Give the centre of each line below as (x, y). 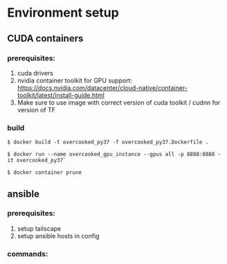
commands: (28, 254)
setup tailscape (39, 228)
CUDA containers (45, 38)
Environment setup (63, 13)
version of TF (36, 109)
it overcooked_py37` (37, 161)
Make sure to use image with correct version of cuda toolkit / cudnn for (119, 103)
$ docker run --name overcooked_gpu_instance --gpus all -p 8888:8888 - (114, 155)
